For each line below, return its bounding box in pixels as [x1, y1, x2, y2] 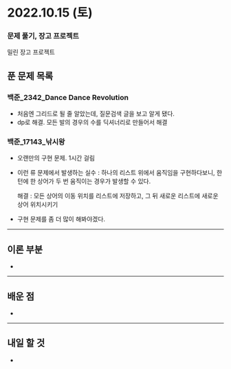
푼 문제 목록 [7, 70, 54, 82]
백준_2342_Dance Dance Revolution [7, 92, 129, 102]
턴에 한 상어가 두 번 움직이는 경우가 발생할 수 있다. [16, 177, 151, 185]
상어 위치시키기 [16, 200, 58, 209]
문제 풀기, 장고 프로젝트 [7, 31, 80, 41]
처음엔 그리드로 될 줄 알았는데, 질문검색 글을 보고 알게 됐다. [16, 109, 175, 118]
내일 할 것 [7, 337, 45, 349]
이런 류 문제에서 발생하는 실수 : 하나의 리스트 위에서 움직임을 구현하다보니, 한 [16, 169, 223, 177]
